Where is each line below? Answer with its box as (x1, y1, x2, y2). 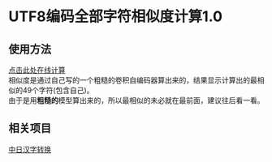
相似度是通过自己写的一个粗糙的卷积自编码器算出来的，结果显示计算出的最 (8, 75, 257, 85)
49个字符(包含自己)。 (22, 86, 94, 95)
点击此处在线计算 (8, 66, 66, 75)
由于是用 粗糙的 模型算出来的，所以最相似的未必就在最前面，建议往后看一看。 (8, 96, 265, 105)
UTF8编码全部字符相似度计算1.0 (8, 7, 223, 26)
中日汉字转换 (8, 144, 51, 154)
